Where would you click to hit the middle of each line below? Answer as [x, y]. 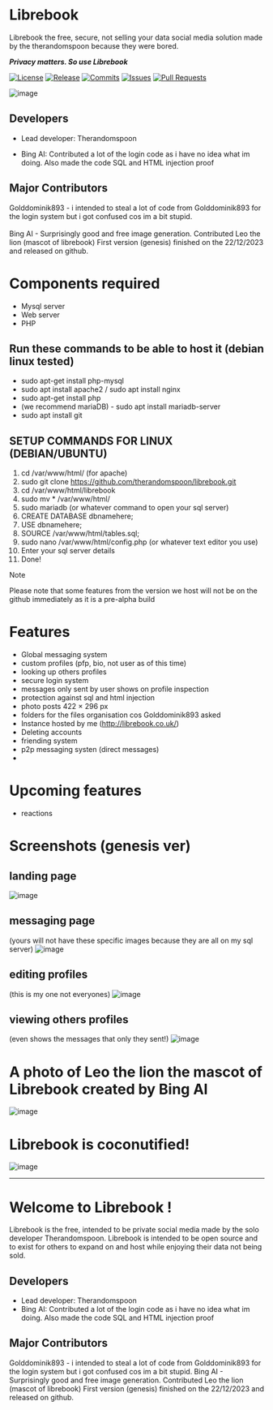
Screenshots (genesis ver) [100, 846]
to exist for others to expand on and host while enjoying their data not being [136, 1247]
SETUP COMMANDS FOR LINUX [91, 441]
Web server [40, 315]
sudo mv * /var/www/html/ [65, 499]
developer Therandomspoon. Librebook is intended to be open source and [134, 1238]
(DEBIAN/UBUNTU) [58, 453]
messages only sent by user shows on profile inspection [115, 689]
